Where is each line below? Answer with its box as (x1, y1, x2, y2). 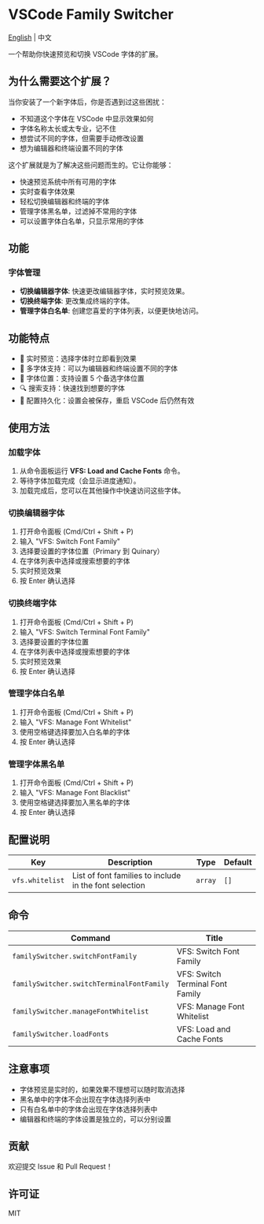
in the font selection (71, 880, 145, 891)
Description (108, 857, 153, 868)
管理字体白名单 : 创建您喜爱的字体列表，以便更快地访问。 (19, 306, 203, 316)
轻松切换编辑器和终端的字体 (19, 196, 110, 206)
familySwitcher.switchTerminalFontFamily (12, 979, 170, 988)
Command (70, 932, 111, 943)
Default (223, 857, 252, 868)
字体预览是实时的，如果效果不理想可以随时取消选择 (19, 1084, 185, 1094)
